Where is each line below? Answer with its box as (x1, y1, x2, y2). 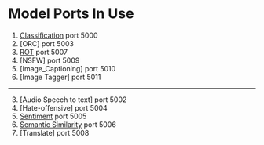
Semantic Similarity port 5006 (19, 119, 116, 129)
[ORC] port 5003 (19, 38, 75, 48)
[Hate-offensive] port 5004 (19, 103, 108, 112)
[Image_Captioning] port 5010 (19, 63, 116, 73)
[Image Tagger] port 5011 (19, 72, 101, 82)
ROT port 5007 (19, 47, 68, 56)
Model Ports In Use (8, 5, 134, 23)
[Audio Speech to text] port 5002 (19, 95, 127, 104)
